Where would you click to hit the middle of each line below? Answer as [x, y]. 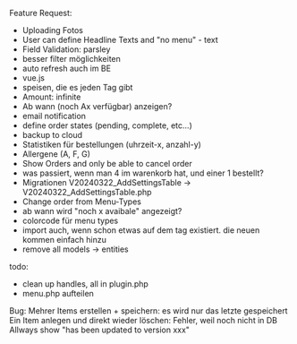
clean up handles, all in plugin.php [85, 284]
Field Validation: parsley [66, 49]
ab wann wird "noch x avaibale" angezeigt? [102, 211]
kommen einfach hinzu [64, 240]
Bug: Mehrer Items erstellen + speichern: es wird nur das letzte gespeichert [148, 311]
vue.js [33, 78]
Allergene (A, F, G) [56, 154]
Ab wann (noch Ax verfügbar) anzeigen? [97, 106]
